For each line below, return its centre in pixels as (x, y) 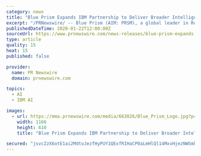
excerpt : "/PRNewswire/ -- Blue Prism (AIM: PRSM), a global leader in (97, 23)
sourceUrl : (20, 34)
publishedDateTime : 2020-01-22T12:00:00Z (59, 28)
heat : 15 (17, 51)
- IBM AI (22, 100)
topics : (16, 89)
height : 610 (32, 127)
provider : (19, 67)
